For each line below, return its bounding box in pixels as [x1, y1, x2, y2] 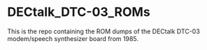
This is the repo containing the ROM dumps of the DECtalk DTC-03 [7, 27, 201, 35]
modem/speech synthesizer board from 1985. [7, 34, 138, 42]
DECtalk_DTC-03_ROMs [7, 4, 150, 20]
